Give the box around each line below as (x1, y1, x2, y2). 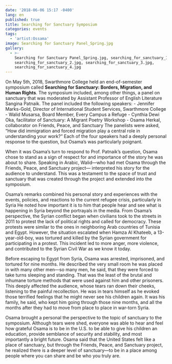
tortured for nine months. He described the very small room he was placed (5, 261, 163, 267)
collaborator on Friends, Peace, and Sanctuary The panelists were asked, (5, 123, 160, 129)
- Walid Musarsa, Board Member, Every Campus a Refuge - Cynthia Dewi (5, 111, 160, 118)
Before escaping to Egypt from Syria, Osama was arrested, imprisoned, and (5, 256, 165, 262)
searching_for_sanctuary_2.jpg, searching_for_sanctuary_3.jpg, (14, 60, 155, 65)
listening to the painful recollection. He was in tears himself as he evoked (5, 288, 160, 295)
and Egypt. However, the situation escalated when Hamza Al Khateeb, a (5, 229, 157, 236)
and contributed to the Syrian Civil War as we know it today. (5, 246, 132, 252)
